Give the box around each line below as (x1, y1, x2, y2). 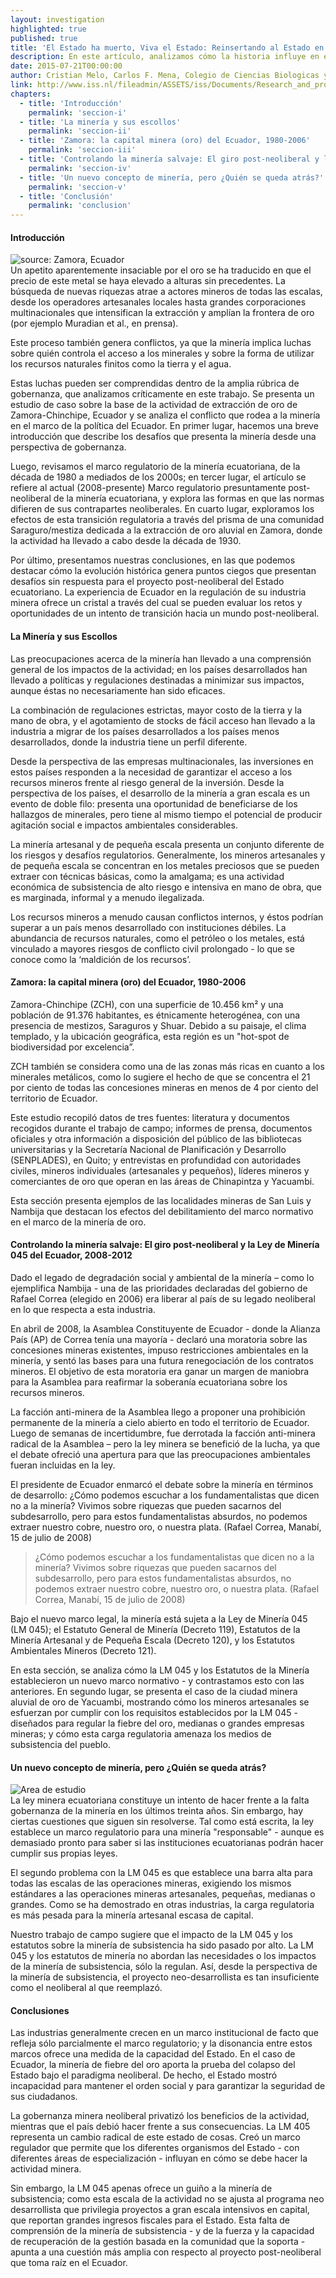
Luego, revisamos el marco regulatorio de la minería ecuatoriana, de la (10, 461, 301, 473)
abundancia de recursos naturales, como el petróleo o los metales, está (10, 932, 305, 944)
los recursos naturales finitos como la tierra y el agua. (10, 358, 232, 370)
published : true (10, 33, 78, 43)
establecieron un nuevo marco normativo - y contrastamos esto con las (10, 1674, 305, 1686)
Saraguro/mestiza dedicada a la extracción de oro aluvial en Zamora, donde (10, 524, 323, 536)
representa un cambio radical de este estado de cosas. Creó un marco (10, 2131, 301, 2143)
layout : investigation (10, 14, 105, 25)
